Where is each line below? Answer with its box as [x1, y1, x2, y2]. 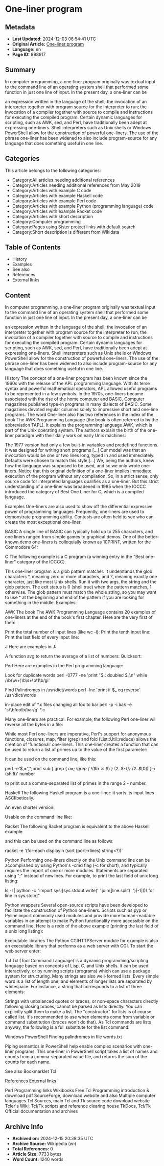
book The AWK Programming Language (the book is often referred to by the [5, 417, 158, 423]
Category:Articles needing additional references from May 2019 [12, 182, 141, 188]
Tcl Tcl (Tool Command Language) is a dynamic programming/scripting [5, 958, 148, 964]
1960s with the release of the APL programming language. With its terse [5, 381, 150, 387]
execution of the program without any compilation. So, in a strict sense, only [5, 473, 159, 479]
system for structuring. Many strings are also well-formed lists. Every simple [5, 973, 159, 979]
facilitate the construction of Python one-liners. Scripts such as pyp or [5, 907, 147, 913]
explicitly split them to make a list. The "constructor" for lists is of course [5, 1009, 152, 1015]
